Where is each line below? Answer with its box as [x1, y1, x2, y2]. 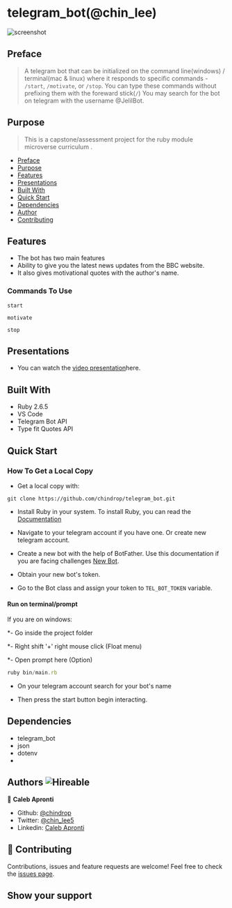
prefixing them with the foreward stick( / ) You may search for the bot [24, 89, 220, 97]
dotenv [17, 748, 38, 757]
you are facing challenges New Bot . [17, 557, 119, 565]
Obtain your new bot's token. [17, 570, 101, 578]
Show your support [7, 889, 92, 901]
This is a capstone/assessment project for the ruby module [24, 135, 193, 144]
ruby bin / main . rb [7, 669, 58, 676]
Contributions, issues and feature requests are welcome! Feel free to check [7, 862, 223, 870]
